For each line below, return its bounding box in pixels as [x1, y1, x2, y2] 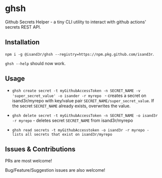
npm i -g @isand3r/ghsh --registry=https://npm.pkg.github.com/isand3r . [5, 51, 154, 57]
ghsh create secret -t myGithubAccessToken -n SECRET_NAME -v [12, 88, 141, 93]
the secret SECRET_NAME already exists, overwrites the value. [12, 103, 131, 109]
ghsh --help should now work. [5, 60, 66, 66]
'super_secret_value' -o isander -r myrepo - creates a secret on [12, 93, 146, 98]
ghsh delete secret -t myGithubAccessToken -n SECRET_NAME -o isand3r [12, 113, 158, 118]
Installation [5, 38, 40, 47]
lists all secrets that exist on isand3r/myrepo [12, 132, 113, 137]
